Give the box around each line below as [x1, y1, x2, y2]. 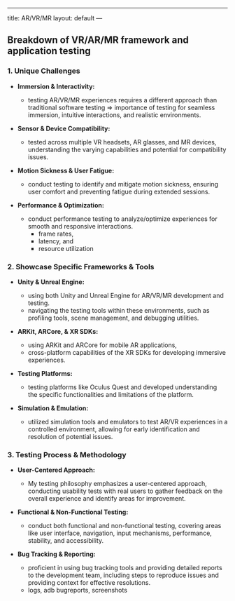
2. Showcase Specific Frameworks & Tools [7, 262, 155, 271]
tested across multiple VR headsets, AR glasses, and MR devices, [27, 137, 217, 146]
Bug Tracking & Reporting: [17, 550, 96, 558]
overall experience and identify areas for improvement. [27, 494, 187, 503]
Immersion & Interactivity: [17, 82, 95, 90]
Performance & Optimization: [17, 201, 105, 209]
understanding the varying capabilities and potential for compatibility [27, 145, 227, 154]
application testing [7, 45, 91, 57]
